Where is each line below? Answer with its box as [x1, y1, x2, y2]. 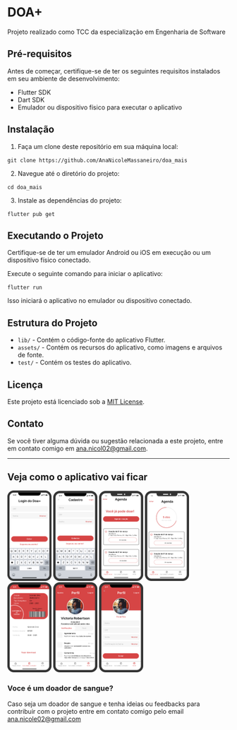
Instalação [7, 124, 55, 136]
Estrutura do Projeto [7, 317, 98, 329]
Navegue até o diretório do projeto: [17, 169, 120, 177]
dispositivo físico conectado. [7, 256, 92, 265]
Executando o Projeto [7, 229, 104, 241]
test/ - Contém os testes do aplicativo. [17, 358, 132, 367]
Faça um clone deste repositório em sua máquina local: [17, 142, 178, 150]
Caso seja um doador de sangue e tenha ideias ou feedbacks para [7, 700, 200, 708]
